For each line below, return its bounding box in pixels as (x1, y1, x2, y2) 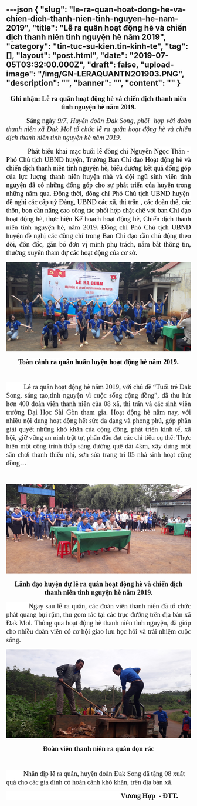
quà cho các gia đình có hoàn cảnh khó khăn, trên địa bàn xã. (6, 778, 173, 786)
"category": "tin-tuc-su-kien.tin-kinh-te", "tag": (6, 41, 189, 52)
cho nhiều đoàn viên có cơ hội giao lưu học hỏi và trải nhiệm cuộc (6, 627, 191, 636)
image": (6, 69, 36, 79)
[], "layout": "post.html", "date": (6, 51, 128, 61)
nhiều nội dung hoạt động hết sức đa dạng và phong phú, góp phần (6, 417, 191, 425)
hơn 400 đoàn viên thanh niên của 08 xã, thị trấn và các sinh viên (6, 399, 191, 408)
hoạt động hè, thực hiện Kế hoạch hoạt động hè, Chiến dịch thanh (6, 214, 191, 223)
